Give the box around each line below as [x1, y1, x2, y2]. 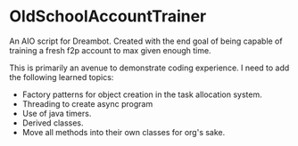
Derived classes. [21, 118, 84, 128]
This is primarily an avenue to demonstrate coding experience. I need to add [9, 62, 290, 73]
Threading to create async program [21, 98, 153, 109]
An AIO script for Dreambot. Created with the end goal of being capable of [9, 36, 283, 46]
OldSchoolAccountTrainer [9, 6, 207, 27]
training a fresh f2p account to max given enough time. [9, 45, 211, 55]
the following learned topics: [9, 71, 114, 82]
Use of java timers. [21, 108, 92, 118]
